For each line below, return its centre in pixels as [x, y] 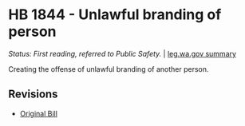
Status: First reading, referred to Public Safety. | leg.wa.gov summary [122, 53]
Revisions [33, 94]
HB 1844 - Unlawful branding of [115, 15]
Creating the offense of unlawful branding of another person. [109, 69]
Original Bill [39, 113]
